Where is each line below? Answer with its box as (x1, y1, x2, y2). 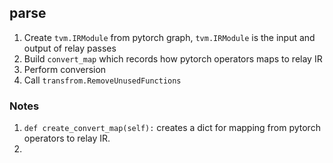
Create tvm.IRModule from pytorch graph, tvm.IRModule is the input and (23, 31, 316, 43)
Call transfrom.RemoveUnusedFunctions (23, 74, 182, 86)
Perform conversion (23, 63, 107, 75)
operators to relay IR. (23, 132, 111, 145)
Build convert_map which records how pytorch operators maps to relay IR (23, 52, 323, 65)
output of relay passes (23, 42, 117, 54)
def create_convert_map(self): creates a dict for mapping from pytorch (23, 122, 321, 134)
